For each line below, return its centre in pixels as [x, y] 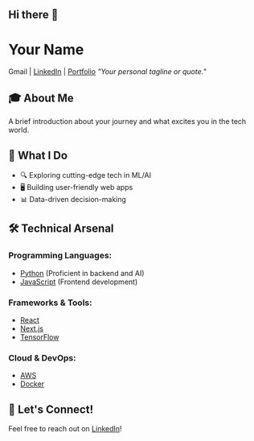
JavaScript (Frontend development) [79, 282]
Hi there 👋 [33, 15]
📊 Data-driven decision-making [73, 199]
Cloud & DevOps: [42, 357]
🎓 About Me [41, 98]
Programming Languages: [60, 256]
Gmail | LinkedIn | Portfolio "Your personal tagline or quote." [107, 72]
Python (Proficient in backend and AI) [82, 273]
